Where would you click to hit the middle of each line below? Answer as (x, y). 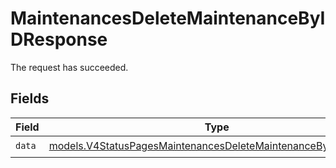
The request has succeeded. (69, 67)
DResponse (59, 39)
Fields (30, 98)
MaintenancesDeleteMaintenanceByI (168, 18)
